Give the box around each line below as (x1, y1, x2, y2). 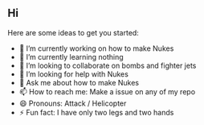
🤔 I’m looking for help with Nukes (18, 69, 129, 79)
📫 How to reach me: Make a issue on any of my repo (18, 86, 196, 96)
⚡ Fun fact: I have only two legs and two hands (18, 107, 174, 117)
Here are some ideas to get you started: (7, 27, 140, 37)
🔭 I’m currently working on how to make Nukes (18, 44, 174, 53)
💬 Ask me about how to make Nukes (18, 77, 140, 87)
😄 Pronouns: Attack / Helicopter (18, 98, 127, 108)
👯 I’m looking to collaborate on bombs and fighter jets (18, 60, 197, 70)
